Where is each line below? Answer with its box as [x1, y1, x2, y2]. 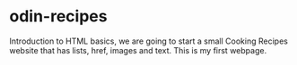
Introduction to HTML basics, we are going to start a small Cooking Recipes [9, 36, 289, 46]
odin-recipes [9, 6, 108, 27]
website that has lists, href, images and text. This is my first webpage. [9, 45, 267, 55]
